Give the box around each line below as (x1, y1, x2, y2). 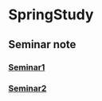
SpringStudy (8, 6, 94, 24)
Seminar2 (8, 83, 47, 94)
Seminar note (8, 38, 76, 51)
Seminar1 (8, 62, 45, 73)
